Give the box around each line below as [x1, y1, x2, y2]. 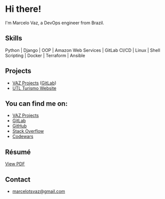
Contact [5, 175, 31, 184]
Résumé [5, 148, 31, 156]
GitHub [12, 123, 27, 129]
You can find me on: [5, 99, 68, 108]
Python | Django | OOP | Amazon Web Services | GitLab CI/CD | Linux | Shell [5, 47, 161, 53]
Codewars [12, 133, 34, 139]
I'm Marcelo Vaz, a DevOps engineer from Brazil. [5, 20, 105, 26]
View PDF [5, 161, 25, 167]
